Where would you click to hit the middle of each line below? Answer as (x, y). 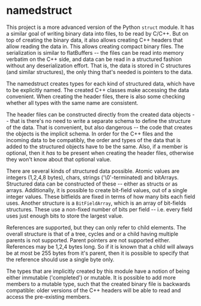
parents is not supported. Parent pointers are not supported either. (88, 240)
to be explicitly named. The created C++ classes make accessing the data (98, 90)
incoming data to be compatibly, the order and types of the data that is (94, 140)
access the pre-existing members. (49, 296)
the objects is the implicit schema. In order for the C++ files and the (90, 134)
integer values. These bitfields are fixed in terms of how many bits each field (101, 196)
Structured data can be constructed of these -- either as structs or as (92, 184)
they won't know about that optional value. (59, 159)
